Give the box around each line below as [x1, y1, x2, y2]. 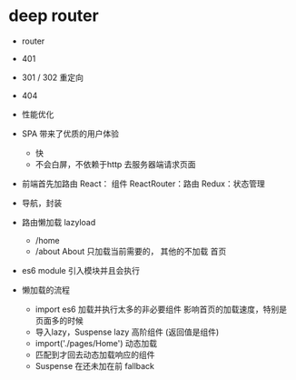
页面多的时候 [35, 315, 84, 325]
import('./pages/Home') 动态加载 [35, 337, 158, 348]
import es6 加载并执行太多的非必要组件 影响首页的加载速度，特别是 [35, 304, 288, 315]
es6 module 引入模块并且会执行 [21, 265, 140, 275]
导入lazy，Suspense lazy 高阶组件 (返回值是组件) [35, 326, 220, 337]
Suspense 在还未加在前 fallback [35, 360, 155, 371]
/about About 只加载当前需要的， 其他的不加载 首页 [35, 245, 227, 256]
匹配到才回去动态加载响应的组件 [35, 349, 155, 360]
